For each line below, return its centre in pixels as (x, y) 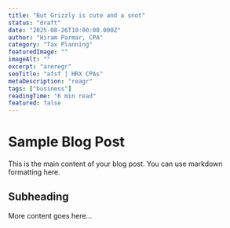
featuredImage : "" (38, 52)
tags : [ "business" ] (40, 88)
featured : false (35, 103)
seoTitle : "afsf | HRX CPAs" (56, 74)
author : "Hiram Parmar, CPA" (56, 37)
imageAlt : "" (29, 60)
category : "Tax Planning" (50, 45)
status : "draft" (35, 23)
